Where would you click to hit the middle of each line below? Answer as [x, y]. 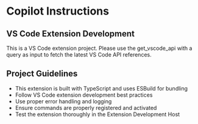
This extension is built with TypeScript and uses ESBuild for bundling [101, 88]
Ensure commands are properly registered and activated [86, 108]
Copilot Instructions [58, 11]
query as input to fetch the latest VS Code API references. [79, 55]
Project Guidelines [42, 74]
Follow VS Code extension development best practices [84, 95]
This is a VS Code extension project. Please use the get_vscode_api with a [99, 48]
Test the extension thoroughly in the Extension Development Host [97, 114]
